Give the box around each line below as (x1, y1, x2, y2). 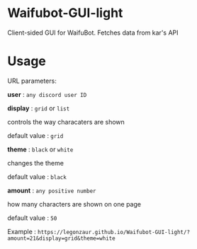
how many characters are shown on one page (7, 199, 142, 208)
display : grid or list (7, 104, 70, 112)
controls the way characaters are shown (7, 117, 125, 126)
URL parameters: (7, 76, 57, 85)
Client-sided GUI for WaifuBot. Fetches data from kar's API (7, 28, 179, 37)
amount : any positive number (7, 186, 97, 195)
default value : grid (7, 131, 64, 139)
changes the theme (7, 158, 64, 167)
